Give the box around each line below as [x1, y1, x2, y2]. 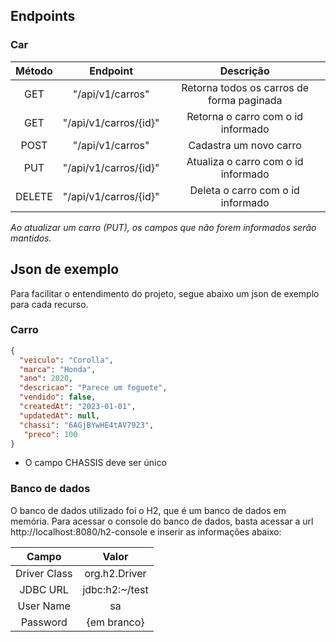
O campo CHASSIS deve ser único [24, 457, 167, 469]
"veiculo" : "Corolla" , [19, 355, 114, 365]
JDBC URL [19, 582, 69, 596]
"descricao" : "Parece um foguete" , [19, 383, 168, 393]
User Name [17, 599, 71, 613]
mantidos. [10, 232, 52, 244]
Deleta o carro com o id [189, 183, 300, 197]
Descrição [219, 64, 270, 78]
